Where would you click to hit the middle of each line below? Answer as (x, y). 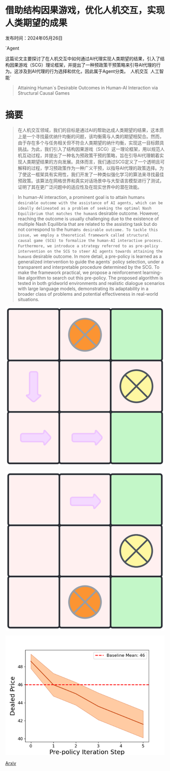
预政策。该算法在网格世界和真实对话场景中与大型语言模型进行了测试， (91, 181)
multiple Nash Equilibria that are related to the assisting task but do (88, 224)
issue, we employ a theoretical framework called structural (83, 235)
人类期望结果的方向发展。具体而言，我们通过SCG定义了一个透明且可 (93, 161)
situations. (28, 299)
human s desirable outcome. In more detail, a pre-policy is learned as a (90, 256)
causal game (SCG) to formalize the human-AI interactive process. (90, 240)
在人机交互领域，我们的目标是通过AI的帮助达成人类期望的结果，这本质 (91, 130)
